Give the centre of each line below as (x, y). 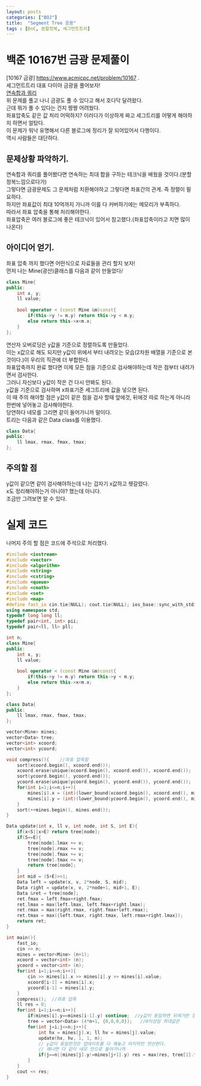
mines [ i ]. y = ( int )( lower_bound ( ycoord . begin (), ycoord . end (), (108, 799)
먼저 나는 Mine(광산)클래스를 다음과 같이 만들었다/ (65, 270)
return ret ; (32, 921)
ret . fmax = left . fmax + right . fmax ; (60, 899)
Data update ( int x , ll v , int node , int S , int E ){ (72, 827)
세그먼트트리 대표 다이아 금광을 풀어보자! (53, 85)
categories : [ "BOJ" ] (32, 17)
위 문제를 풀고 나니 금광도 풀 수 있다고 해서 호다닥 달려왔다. (75, 100)
